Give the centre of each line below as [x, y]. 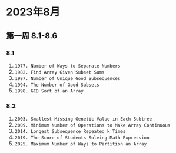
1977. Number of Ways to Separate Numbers [67, 66]
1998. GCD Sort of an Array [49, 91]
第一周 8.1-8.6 [32, 36]
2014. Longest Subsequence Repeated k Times [70, 132]
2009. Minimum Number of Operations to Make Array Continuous [92, 125]
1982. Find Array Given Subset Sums [59, 72]
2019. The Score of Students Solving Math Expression [82, 138]
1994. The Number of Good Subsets [57, 85]
